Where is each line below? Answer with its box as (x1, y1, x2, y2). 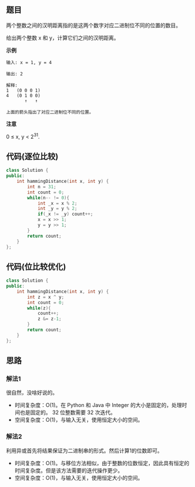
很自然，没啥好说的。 (6, 389, 58, 396)
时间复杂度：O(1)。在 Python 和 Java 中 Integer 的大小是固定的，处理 (14, 402, 182, 409)
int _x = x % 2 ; (37, 200, 78, 206)
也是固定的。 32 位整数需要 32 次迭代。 (19, 409, 116, 416)
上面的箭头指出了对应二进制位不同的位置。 (6, 109, 94, 115)
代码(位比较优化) (6, 262, 66, 272)
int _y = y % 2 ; (37, 206, 78, 212)
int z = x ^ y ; (27, 294, 65, 300)
